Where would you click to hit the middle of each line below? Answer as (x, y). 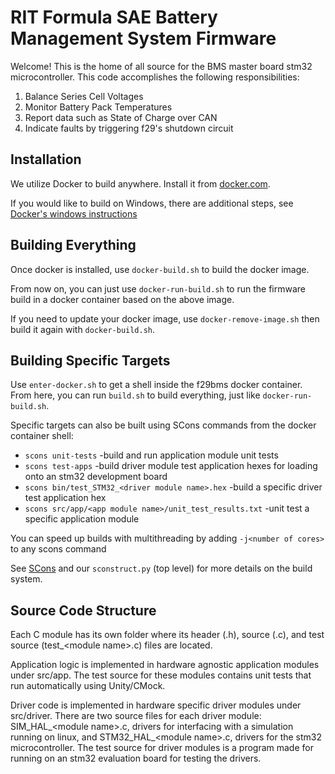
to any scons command (58, 549)
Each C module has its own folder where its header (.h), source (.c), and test (167, 635)
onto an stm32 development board (96, 477)
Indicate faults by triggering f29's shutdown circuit (129, 128)
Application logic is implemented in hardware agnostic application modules (165, 665)
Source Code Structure (83, 610)
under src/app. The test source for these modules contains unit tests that (161, 675)
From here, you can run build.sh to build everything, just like (135, 395)
